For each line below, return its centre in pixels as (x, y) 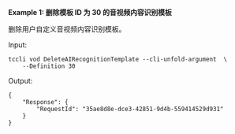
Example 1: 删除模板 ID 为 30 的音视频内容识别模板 (90, 12)
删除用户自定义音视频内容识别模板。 (67, 29)
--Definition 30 (49, 66)
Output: (21, 81)
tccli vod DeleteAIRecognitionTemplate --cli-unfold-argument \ (117, 59)
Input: (18, 45)
